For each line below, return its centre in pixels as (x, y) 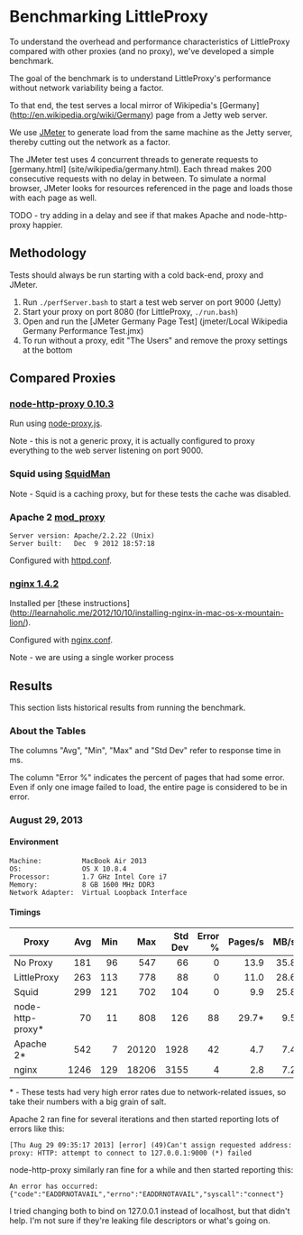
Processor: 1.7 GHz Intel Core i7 (88, 877)
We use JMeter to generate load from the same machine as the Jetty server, (151, 132)
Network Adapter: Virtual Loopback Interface (98, 892)
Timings (25, 912)
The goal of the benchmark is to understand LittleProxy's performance (140, 78)
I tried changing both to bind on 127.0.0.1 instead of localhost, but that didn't (150, 1211)
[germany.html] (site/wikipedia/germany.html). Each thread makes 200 (141, 169)
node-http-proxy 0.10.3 (62, 404)
